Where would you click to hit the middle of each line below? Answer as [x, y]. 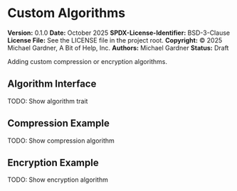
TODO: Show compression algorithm [61, 141]
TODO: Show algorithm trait [48, 101]
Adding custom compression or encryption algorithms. [88, 61]
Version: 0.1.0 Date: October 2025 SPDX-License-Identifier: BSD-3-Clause [118, 33]
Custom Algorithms [67, 13]
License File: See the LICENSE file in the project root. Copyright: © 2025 [115, 40]
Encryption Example [53, 162]
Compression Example [59, 123]
